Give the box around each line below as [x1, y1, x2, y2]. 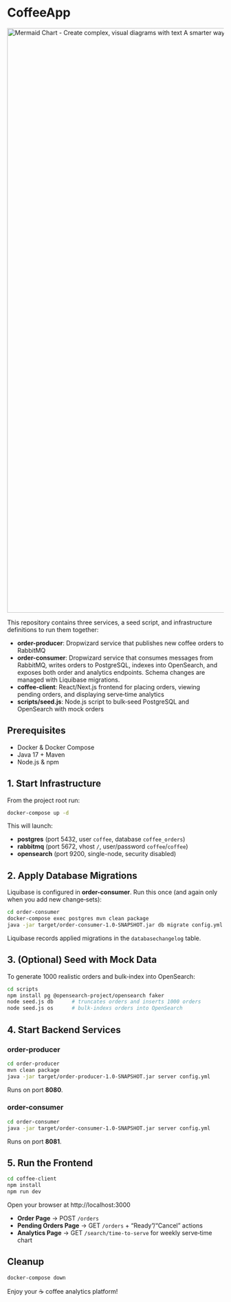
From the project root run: [7, 796, 80, 804]
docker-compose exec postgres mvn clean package [7, 915, 149, 922]
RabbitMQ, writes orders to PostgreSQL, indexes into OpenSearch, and [16, 660, 218, 669]
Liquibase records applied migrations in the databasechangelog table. [7, 934, 201, 942]
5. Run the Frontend [7, 1157, 93, 1169]
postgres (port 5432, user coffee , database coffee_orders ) [16, 835, 186, 844]
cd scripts [7, 986, 38, 993]
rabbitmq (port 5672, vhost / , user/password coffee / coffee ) [16, 842, 188, 851]
